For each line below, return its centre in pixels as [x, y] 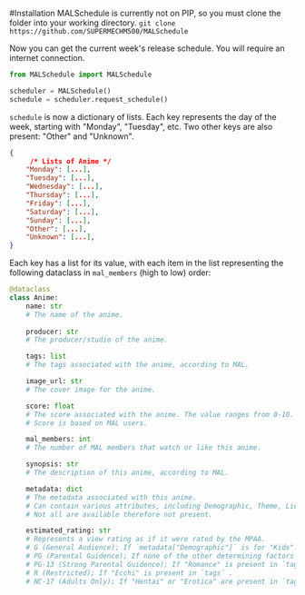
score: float [50, 406]
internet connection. [47, 58]
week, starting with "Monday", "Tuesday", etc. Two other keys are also [141, 126]
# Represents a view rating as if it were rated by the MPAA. [146, 540]
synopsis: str [52, 464]
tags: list [46, 357]
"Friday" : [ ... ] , [59, 203]
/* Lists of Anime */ [70, 161]
